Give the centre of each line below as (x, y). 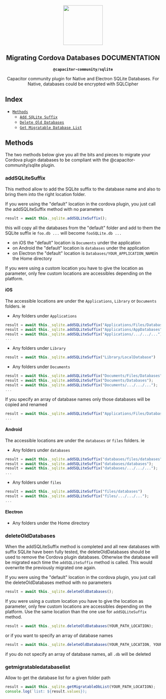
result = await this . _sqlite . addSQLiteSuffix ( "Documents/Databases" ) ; (79, 381)
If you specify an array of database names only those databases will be (78, 399)
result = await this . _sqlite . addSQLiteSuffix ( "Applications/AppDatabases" (84, 329)
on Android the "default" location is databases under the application (81, 248)
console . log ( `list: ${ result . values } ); (46, 692)
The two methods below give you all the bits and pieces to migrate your (78, 155)
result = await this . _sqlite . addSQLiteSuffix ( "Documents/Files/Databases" (84, 376)
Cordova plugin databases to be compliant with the (57, 160)
